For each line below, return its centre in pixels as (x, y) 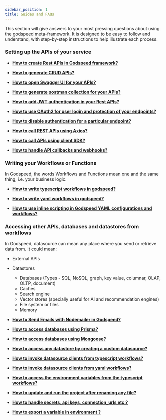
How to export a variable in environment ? (57, 412)
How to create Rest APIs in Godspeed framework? (65, 63)
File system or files (39, 305)
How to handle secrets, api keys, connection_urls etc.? (70, 402)
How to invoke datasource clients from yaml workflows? (72, 368)
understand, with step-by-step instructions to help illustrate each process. (82, 39)
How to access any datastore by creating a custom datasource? (80, 349)
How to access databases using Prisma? (55, 329)
